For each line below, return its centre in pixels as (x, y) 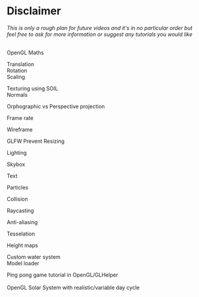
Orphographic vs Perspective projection (56, 106)
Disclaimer (34, 11)
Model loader (23, 264)
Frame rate (20, 118)
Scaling (16, 77)
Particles (18, 188)
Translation (21, 65)
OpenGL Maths (25, 53)
